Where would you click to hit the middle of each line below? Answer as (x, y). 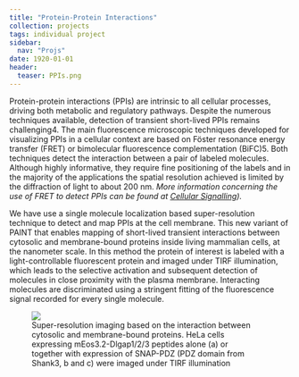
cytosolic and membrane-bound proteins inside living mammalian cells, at (145, 241)
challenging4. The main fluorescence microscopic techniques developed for (149, 130)
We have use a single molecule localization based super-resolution (132, 213)
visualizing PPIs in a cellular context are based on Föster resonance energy (147, 138)
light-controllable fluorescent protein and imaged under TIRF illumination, (144, 261)
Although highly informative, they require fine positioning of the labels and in (150, 167)
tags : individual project (57, 34)
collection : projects (50, 26)
